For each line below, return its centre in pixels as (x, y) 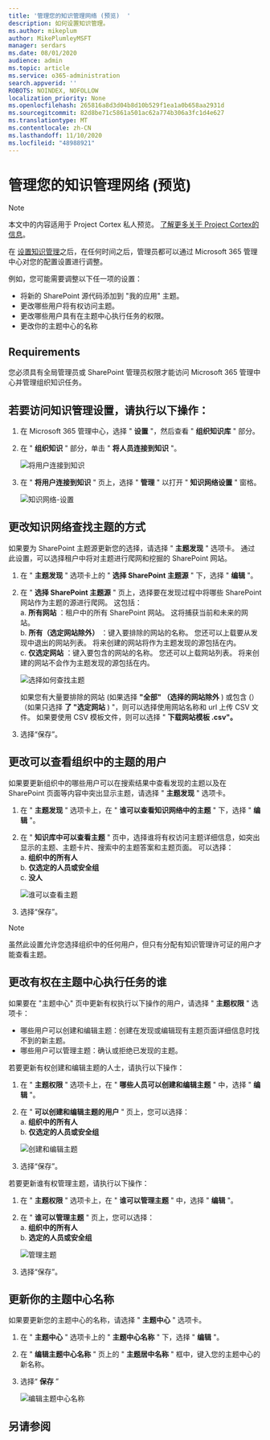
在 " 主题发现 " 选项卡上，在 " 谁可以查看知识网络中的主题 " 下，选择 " (135, 810)
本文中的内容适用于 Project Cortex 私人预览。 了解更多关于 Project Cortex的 (134, 224)
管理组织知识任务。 (54, 382)
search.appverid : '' (43, 83)
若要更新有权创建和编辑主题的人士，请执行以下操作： (96, 1068)
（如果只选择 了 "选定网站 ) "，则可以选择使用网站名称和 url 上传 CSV (135, 707)
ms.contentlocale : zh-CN (50, 128)
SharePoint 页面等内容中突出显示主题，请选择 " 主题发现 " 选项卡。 (119, 792)
